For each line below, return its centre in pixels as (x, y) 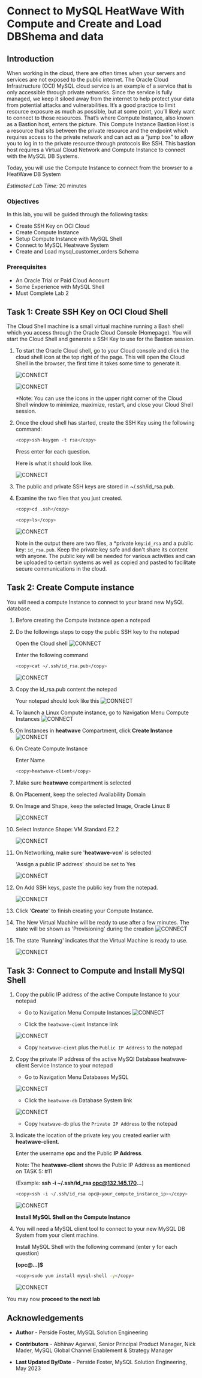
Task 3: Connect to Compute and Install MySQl (96, 970)
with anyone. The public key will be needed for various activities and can (105, 556)
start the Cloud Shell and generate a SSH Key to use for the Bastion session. (101, 339)
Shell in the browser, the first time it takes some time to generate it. (98, 363)
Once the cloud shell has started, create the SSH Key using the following (105, 423)
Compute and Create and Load (84, 24)
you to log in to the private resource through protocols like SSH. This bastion (101, 143)
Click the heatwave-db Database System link (78, 1100)
